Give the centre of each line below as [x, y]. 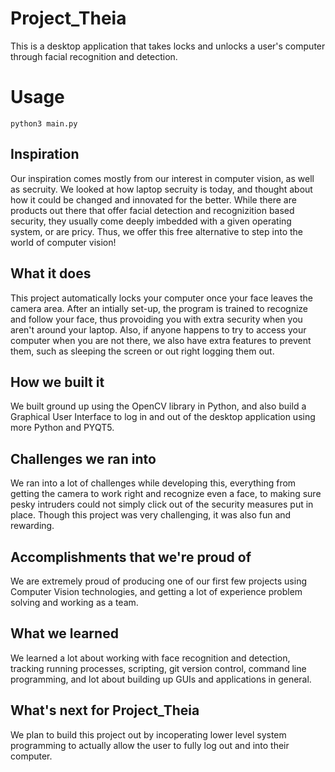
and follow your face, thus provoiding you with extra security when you [156, 319]
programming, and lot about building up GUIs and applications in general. [161, 679]
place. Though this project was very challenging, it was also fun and [151, 515]
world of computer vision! [63, 242]
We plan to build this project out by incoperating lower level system [148, 734]
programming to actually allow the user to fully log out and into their [150, 745]
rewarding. [32, 526]
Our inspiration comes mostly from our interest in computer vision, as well [162, 178]
